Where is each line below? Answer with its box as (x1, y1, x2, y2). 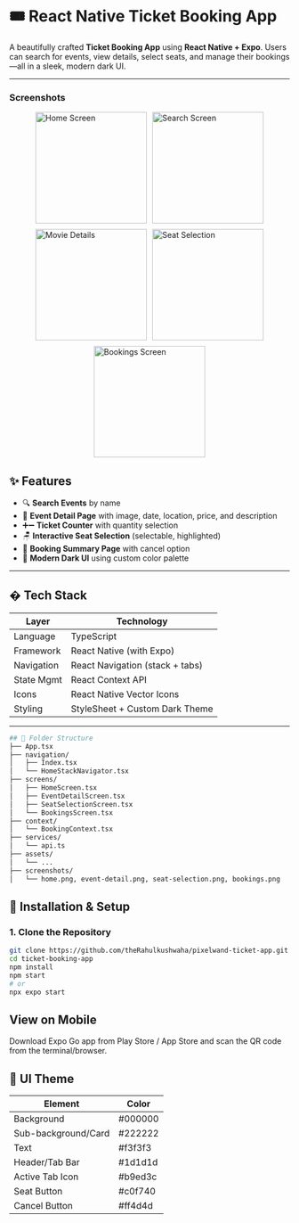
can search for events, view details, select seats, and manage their (9, 51, 255, 62)
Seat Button (13, 1186, 63, 1198)
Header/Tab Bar (13, 1156, 80, 1169)
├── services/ (9, 833, 62, 842)
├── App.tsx (9, 742, 53, 751)
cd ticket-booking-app (9, 955, 93, 964)
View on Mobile (9, 1012, 97, 1027)
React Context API (70, 673, 147, 685)
